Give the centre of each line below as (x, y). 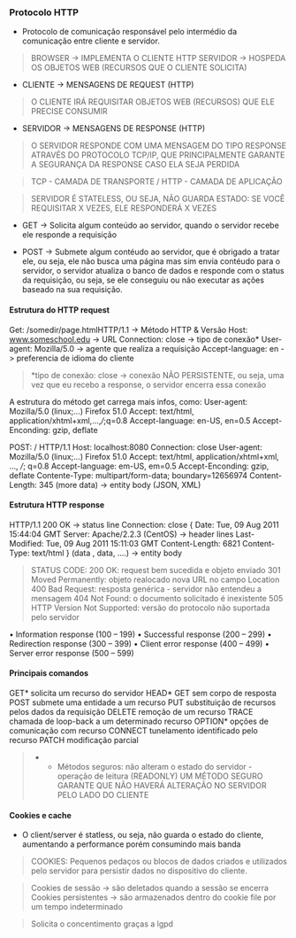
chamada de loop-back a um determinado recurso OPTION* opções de (139, 721)
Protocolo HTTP (44, 12)
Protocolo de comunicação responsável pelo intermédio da (129, 32)
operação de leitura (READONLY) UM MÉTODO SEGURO (160, 776)
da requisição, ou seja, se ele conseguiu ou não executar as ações (143, 280)
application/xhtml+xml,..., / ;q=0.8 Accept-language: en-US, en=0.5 (130, 420)
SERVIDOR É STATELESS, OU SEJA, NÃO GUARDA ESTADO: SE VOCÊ (158, 199)
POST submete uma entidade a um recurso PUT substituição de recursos (143, 702)
